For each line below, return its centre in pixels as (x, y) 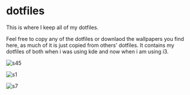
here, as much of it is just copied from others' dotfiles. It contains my (90, 45)
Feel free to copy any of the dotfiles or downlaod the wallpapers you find (95, 39)
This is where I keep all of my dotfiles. (53, 27)
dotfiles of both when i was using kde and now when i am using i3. (88, 51)
